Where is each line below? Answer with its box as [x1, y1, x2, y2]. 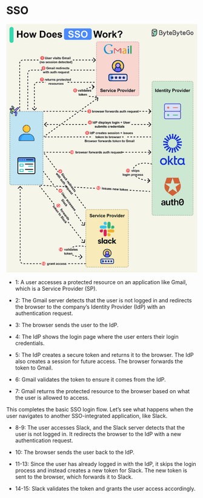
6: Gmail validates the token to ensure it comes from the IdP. [15, 376, 166, 383]
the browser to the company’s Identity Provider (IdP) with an [15, 303, 165, 310]
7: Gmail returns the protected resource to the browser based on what [15, 387, 190, 394]
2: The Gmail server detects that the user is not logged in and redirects [15, 296, 192, 304]
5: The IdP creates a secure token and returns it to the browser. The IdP [15, 351, 194, 358]
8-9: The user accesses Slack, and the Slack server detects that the [15, 423, 185, 431]
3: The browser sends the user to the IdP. [15, 321, 119, 328]
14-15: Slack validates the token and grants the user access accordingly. [15, 485, 196, 492]
